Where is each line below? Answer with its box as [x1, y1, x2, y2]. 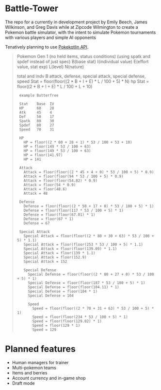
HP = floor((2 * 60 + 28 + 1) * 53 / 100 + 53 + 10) [23, 140, 132, 145]
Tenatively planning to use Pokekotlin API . [5, 44, 89, 50]
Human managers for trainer [12, 359, 69, 365]
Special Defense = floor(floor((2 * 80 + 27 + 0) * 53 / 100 [28, 272, 154, 277]
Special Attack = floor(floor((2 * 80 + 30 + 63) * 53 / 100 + [23, 233, 154, 239]
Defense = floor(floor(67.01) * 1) [23, 212, 96, 217]
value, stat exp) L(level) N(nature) [16, 64, 84, 70]
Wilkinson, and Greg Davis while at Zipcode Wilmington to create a [5, 24, 138, 30]
